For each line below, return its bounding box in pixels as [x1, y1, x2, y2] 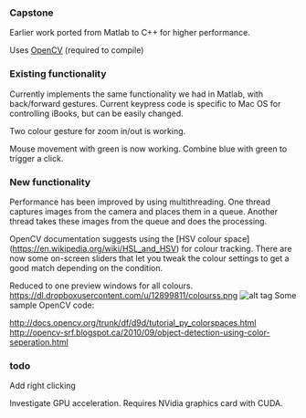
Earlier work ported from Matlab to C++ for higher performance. [9, 27, 251, 38]
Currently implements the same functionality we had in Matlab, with [9, 89, 263, 99]
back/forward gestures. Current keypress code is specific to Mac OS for [9, 98, 281, 109]
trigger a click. [9, 152, 64, 163]
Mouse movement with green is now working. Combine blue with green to [9, 143, 288, 154]
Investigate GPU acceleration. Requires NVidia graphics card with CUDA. [9, 398, 283, 409]
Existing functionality [9, 68, 107, 80]
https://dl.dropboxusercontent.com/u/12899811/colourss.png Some [9, 289, 297, 300]
